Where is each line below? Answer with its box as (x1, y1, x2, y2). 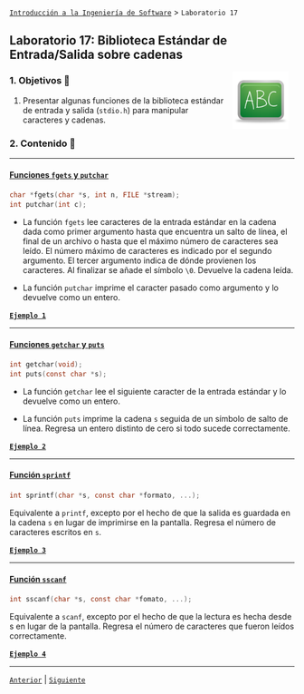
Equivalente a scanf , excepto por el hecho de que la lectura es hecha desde (9, 611, 292, 622)
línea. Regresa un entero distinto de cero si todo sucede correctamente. (22, 423, 291, 434)
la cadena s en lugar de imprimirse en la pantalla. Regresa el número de (9, 516, 276, 528)
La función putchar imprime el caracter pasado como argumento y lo (22, 282, 279, 293)
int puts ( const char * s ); (9, 370, 107, 379)
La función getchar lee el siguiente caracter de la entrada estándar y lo (22, 386, 287, 396)
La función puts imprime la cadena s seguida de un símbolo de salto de (22, 413, 289, 424)
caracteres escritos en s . (9, 526, 102, 537)
